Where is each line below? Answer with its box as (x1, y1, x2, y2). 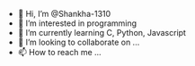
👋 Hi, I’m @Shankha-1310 (17, 9, 111, 19)
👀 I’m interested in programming (17, 18, 137, 29)
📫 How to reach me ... (17, 47, 102, 57)
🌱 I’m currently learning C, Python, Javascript (17, 28, 187, 37)
